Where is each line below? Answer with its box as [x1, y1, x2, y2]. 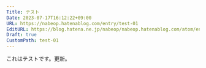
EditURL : [6, 26, 29, 32]
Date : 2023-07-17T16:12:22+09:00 [6, 15, 92, 21]
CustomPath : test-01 [6, 37, 59, 43]
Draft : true [6, 32, 37, 38]
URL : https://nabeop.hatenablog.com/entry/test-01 [6, 20, 139, 26]
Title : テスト [6, 9, 40, 15]
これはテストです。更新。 [6, 55, 71, 62]
